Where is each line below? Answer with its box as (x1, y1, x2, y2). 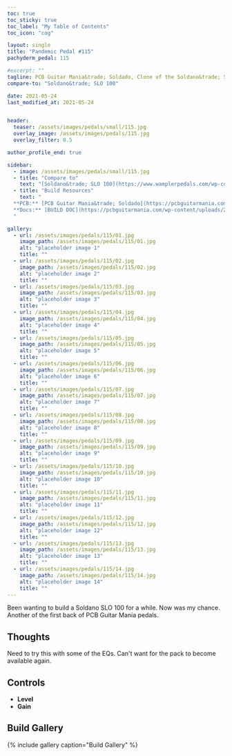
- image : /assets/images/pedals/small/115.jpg (13, 168, 150, 175)
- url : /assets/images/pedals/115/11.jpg (13, 488, 135, 496)
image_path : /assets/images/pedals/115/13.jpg (19, 546, 156, 553)
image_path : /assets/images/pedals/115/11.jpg (19, 495, 156, 502)
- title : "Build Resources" (13, 187, 95, 194)
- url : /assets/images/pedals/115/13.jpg (13, 540, 135, 547)
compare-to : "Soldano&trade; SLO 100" (7, 80, 119, 87)
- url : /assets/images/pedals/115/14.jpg (13, 565, 135, 572)
